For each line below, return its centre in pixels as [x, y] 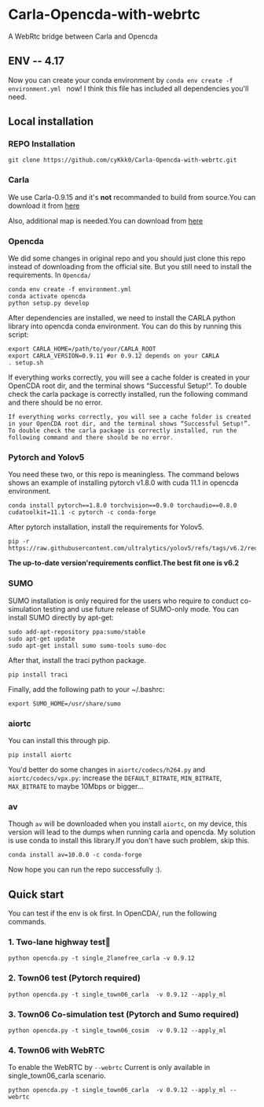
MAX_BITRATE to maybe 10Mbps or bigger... [76, 786]
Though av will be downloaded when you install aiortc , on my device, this [128, 824]
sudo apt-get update [42, 639]
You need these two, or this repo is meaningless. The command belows [124, 475]
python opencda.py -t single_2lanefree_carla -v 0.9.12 [101, 958]
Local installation [51, 122]
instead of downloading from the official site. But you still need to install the [130, 267]
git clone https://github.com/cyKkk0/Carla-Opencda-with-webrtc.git [123, 160]
